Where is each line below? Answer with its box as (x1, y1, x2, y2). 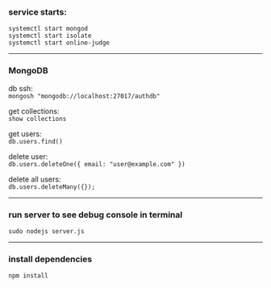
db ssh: (8, 83, 34, 93)
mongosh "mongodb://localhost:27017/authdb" (8, 92, 161, 100)
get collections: (8, 106, 60, 115)
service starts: (8, 6, 67, 18)
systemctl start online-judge (8, 39, 110, 47)
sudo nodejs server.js (8, 227, 85, 236)
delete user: (8, 152, 48, 161)
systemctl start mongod (8, 25, 89, 33)
